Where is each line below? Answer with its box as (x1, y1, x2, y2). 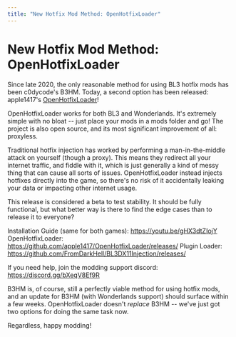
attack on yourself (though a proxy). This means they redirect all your (7, 153, 211, 161)
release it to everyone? (7, 212, 75, 221)
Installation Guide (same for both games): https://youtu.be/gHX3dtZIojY (7, 226, 217, 235)
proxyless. (7, 131, 38, 140)
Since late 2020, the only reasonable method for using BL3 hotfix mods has (7, 80, 230, 89)
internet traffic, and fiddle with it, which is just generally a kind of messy (7, 161, 219, 169)
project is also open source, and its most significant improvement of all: (7, 124, 217, 133)
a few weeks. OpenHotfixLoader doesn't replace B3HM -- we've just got (7, 299, 220, 308)
